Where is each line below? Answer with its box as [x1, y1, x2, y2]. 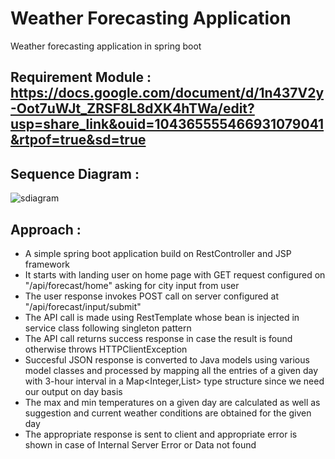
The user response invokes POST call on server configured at [24, 290, 279, 302]
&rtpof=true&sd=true [10, 132, 147, 149]
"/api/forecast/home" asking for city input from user [24, 279, 240, 291]
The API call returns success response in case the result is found [24, 332, 293, 344]
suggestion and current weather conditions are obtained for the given [24, 407, 312, 419]
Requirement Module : [10, 69, 152, 86]
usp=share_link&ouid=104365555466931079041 [10, 116, 325, 133]
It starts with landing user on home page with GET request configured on [24, 268, 326, 281]
